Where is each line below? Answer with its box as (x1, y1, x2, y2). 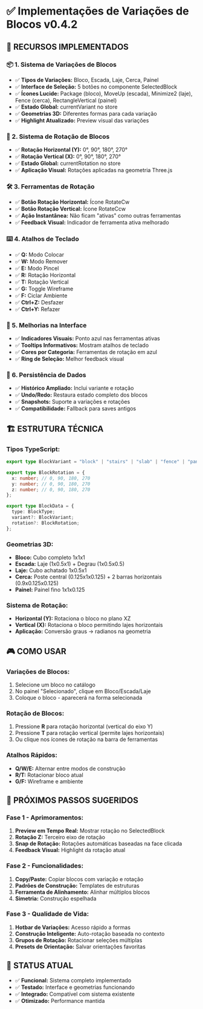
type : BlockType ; (11, 509, 56, 515)
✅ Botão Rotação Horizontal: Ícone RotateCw (14, 198, 130, 206)
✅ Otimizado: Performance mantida (14, 997, 105, 1004)
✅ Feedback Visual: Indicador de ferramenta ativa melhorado (14, 219, 169, 226)
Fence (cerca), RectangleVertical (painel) (14, 96, 117, 104)
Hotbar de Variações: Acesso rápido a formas (14, 924, 131, 931)
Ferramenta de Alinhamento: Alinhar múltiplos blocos (14, 888, 150, 896)
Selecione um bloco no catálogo (14, 681, 95, 688)
